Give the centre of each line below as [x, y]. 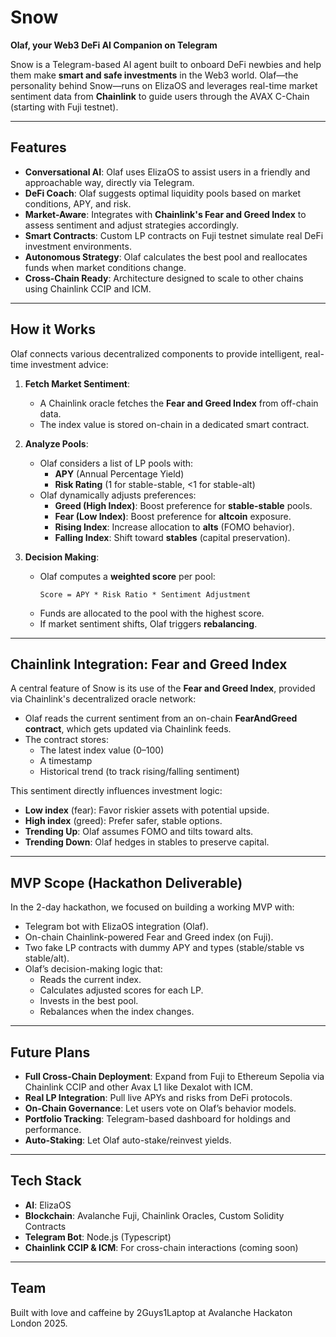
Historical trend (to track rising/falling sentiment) [139, 772]
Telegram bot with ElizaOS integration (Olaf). [116, 927]
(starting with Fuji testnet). [64, 107]
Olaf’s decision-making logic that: [93, 969]
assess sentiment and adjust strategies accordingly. [132, 225]
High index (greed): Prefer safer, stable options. [123, 821]
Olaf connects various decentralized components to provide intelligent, [156, 353]
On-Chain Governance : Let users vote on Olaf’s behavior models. [160, 1108]
